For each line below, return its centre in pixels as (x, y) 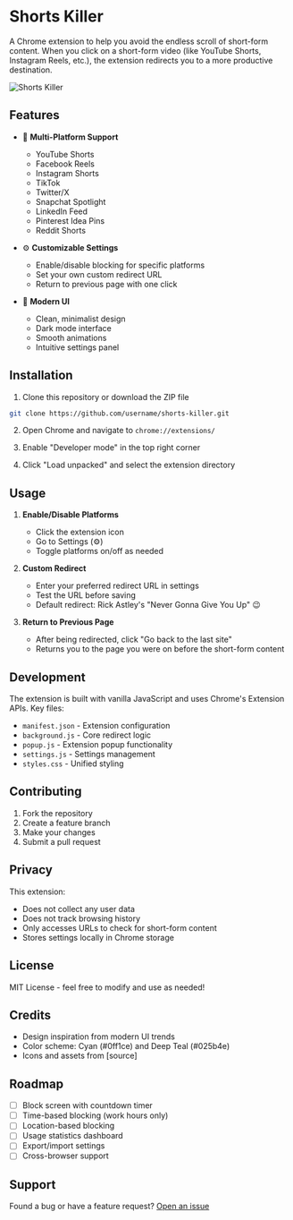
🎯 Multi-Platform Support (70, 137)
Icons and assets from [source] (80, 1056)
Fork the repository (58, 813)
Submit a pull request (61, 841)
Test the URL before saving (86, 595)
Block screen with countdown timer (88, 1105)
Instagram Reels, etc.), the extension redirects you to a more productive (141, 60)
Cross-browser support (65, 1156)
